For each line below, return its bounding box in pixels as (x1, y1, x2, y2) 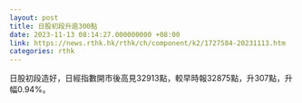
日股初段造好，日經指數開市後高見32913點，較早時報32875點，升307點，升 (9, 73, 293, 84)
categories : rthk (9, 47, 75, 56)
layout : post (9, 13, 59, 23)
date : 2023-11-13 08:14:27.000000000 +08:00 (9, 30, 180, 39)
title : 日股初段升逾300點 (9, 22, 98, 31)
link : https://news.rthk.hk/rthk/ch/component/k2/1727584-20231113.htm (9, 38, 286, 48)
